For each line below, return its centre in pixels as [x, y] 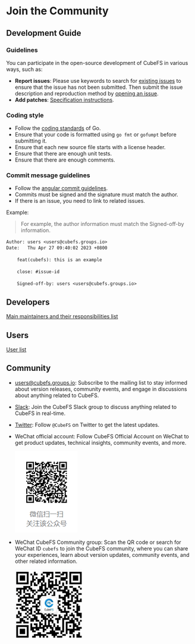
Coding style [25, 115]
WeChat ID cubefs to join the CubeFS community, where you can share [101, 548]
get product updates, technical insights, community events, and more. [100, 442]
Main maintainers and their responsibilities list [62, 317]
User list [16, 349]
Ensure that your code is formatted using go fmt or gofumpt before [95, 135]
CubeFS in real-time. [40, 413]
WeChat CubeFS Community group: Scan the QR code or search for [98, 542]
